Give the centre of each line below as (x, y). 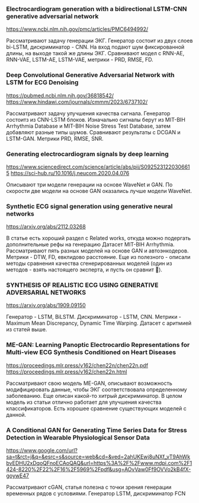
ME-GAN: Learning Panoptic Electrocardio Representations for (98, 345)
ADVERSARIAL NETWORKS (46, 293)
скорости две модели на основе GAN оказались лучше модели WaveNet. (99, 191)
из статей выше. (27, 330)
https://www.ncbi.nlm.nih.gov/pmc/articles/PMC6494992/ (77, 29)
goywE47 (18, 476)
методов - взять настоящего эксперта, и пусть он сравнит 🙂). (84, 270)
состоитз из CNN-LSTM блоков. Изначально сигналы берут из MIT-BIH (96, 119)
